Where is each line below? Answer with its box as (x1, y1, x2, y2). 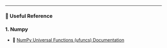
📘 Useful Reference (5, 12, 53, 19)
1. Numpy (5, 26, 28, 33)
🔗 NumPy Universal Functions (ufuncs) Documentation (12, 37, 124, 43)
